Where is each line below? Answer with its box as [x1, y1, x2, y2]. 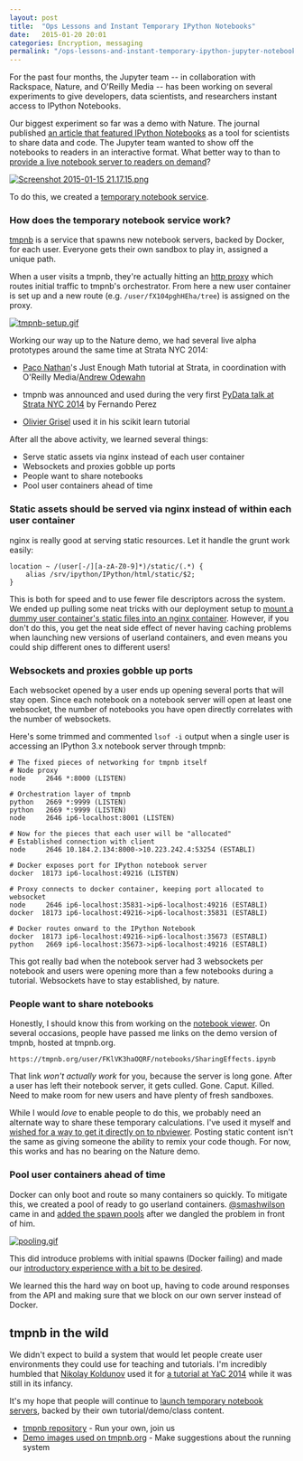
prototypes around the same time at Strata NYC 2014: [9, 344, 209, 355]
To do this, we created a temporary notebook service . [9, 192, 209, 203]
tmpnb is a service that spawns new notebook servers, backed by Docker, [9, 234, 285, 245]
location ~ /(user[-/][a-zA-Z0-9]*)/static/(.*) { [9, 561, 204, 570]
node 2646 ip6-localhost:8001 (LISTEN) [9, 814, 176, 823]
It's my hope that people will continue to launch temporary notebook [9, 1396, 263, 1407]
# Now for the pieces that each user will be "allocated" [9, 829, 232, 839]
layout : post [9, 13, 59, 23]
